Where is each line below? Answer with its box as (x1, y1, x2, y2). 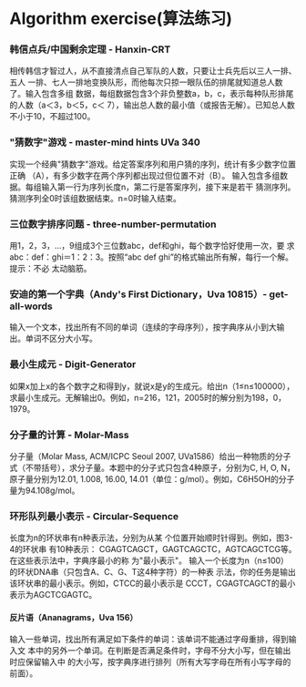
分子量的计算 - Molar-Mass (9, 428, 129, 441)
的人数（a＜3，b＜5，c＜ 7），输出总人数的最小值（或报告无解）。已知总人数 (9, 99, 296, 110)
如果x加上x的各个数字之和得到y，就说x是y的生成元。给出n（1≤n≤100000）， (9, 380, 295, 392)
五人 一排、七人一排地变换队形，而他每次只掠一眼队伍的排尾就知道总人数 (9, 77, 283, 87)
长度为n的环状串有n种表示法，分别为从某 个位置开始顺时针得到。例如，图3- (9, 532, 293, 543)
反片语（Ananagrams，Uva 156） (9, 611, 138, 622)
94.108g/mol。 (25, 485, 80, 496)
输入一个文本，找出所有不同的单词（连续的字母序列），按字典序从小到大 (9, 322, 277, 333)
